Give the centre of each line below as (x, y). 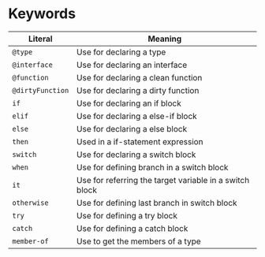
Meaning (165, 39)
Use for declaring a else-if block (136, 116)
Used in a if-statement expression (140, 141)
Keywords (42, 14)
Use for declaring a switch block (136, 155)
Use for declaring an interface (132, 65)
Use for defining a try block (127, 215)
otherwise (30, 203)
